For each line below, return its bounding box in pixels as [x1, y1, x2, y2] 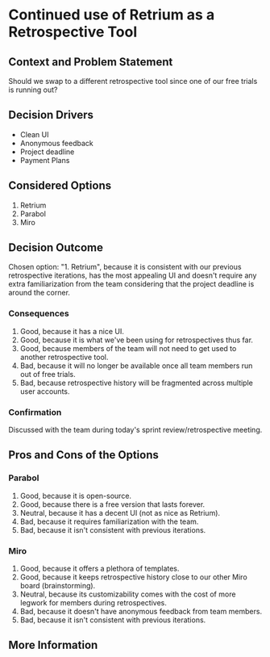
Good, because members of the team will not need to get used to [19, 343, 237, 353]
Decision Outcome [8, 241, 103, 255]
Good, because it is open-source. [19, 491, 131, 500]
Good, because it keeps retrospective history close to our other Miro [19, 572, 247, 582]
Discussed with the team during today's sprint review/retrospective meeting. [8, 425, 263, 435]
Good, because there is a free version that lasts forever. [19, 499, 206, 509]
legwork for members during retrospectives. [19, 598, 167, 608]
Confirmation [8, 406, 62, 417]
